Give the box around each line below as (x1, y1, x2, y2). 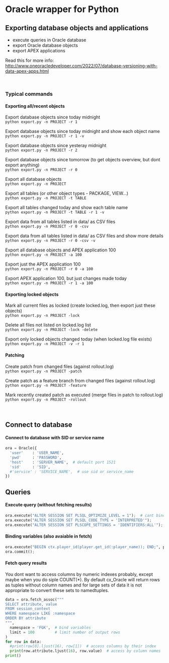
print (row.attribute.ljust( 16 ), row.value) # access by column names (10, 648, 161, 653)
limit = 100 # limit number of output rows (10, 630, 121, 635)
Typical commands (5, 90, 53, 97)
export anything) (5, 162, 40, 168)
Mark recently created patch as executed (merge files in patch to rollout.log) (5, 391, 163, 397)
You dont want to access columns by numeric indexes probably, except (5, 571, 153, 577)
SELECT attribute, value (5, 602, 57, 607)
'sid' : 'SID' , (10, 465, 51, 470)
